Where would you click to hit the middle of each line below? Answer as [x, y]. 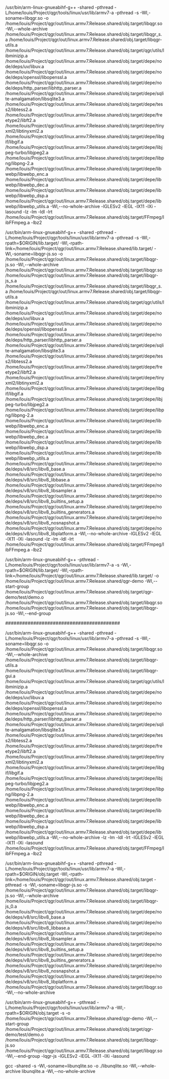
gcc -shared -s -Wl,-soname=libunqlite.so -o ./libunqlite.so [67, 1066]
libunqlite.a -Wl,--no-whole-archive [59, 1071]
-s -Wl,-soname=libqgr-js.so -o [55, 885]
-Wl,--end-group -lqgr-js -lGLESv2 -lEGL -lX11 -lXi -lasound [67, 1056]
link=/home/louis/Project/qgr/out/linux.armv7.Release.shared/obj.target [79, 880]
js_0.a [11, 906]
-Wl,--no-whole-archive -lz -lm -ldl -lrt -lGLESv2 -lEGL [107, 837]
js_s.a [11, 281]
